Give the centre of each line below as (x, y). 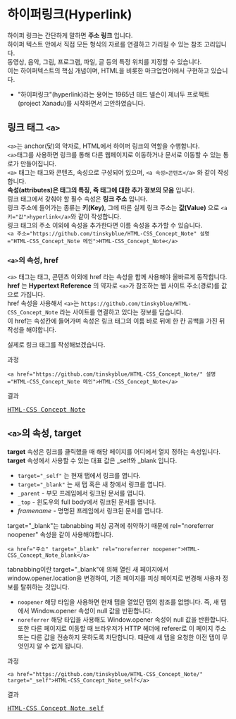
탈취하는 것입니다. (45, 586)
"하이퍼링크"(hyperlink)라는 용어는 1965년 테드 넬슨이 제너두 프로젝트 (113, 94)
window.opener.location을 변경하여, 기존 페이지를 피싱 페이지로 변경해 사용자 (114, 578)
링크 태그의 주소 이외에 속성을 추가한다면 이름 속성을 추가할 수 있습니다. (105, 225)
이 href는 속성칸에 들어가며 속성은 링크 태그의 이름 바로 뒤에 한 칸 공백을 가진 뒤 (116, 321)
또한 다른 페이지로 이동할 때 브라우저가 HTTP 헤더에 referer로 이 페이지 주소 (122, 628)
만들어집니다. (38, 164)
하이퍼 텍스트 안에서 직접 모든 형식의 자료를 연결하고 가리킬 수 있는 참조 (105, 44)
